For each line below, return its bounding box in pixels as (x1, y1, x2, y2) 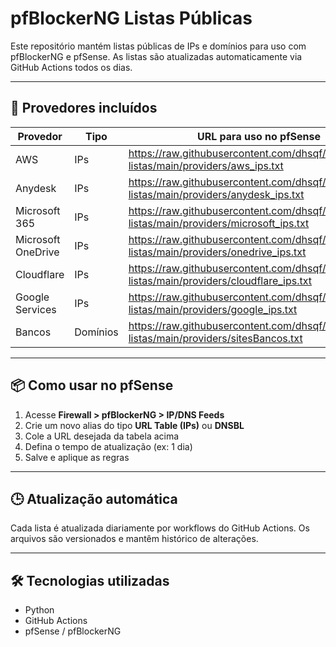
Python (24, 604, 55, 616)
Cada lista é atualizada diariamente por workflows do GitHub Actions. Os (10, 522, 310, 534)
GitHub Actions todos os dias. (10, 61, 133, 73)
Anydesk (15, 181, 57, 195)
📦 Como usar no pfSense (10, 377, 174, 394)
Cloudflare (15, 267, 65, 281)
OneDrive (15, 245, 60, 259)
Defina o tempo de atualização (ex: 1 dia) (24, 440, 193, 452)
